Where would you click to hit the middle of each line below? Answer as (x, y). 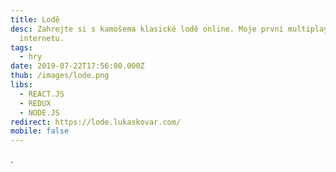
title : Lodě (35, 19)
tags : (21, 47)
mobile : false (40, 131)
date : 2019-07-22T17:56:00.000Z (77, 66)
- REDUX (35, 103)
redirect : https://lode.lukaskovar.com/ (96, 122)
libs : (21, 85)
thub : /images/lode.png (60, 76)
